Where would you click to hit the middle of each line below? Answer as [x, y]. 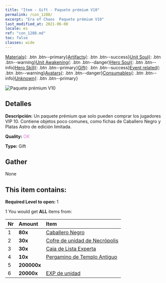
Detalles [18, 104]
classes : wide [20, 43]
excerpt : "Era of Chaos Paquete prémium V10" [55, 19]
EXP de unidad [63, 273]
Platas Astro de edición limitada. [38, 127]
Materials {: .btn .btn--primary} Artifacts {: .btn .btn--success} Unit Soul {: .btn [83, 57]
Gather [16, 162]
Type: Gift [16, 146]
